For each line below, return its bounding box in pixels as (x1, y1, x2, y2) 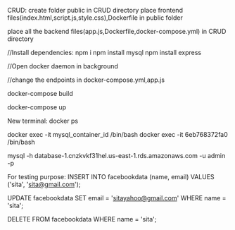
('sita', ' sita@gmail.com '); (7, 180, 81, 188)
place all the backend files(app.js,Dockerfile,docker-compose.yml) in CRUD (7, 28, 227, 35)
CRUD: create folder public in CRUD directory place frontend (7, 6, 183, 14)
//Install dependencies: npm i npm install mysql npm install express (7, 49, 202, 56)
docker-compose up (7, 103, 67, 111)
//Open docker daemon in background (7, 62, 118, 70)
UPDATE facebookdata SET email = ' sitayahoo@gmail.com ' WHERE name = (7, 194, 227, 202)
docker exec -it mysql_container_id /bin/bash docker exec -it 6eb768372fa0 (7, 131, 229, 138)
